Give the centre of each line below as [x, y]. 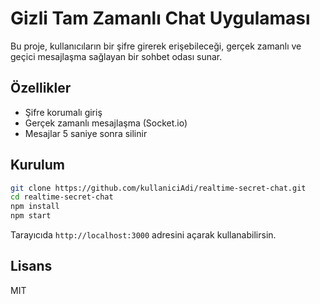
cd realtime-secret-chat [62, 197]
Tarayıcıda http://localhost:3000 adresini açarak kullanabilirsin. [143, 235]
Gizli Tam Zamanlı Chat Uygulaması [160, 18]
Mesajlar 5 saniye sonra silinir [86, 133]
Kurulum [38, 165]
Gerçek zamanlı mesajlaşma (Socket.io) [106, 123]
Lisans [31, 266]
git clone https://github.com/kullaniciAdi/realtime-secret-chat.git [158, 188]
